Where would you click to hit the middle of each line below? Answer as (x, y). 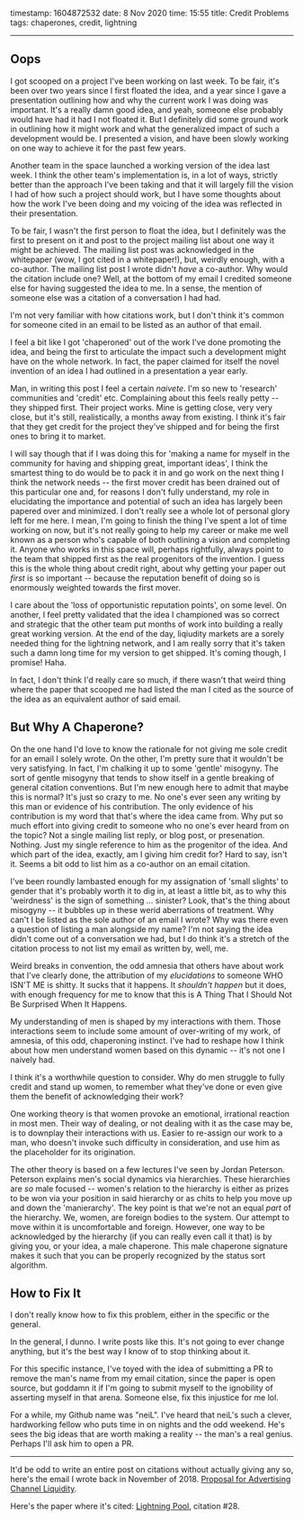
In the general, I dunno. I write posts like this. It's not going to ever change (147, 1342)
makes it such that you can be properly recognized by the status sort (138, 1255)
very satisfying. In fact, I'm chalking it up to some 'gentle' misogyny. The (145, 768)
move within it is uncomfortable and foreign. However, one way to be (138, 1226)
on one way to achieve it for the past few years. (98, 148)
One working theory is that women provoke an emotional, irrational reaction (150, 1113)
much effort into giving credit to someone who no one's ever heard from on (150, 825)
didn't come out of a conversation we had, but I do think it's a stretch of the (150, 938)
